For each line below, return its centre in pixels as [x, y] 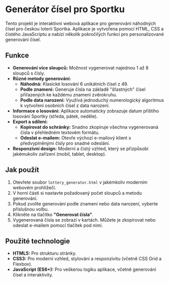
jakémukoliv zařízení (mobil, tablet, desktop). [59, 154]
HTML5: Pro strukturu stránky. [45, 253]
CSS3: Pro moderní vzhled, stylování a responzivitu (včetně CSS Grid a [87, 259]
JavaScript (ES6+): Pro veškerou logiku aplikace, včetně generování [84, 269]
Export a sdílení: [30, 121]
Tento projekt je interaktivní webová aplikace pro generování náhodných [81, 23]
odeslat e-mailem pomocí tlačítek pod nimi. [58, 225]
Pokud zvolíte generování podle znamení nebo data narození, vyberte [85, 203]
